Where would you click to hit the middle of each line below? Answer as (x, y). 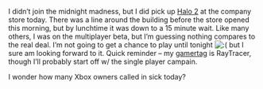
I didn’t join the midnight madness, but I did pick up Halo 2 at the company (130, 11)
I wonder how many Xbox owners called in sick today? (97, 77)
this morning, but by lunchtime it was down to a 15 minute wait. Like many (129, 28)
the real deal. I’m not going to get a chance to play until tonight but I (126, 45)
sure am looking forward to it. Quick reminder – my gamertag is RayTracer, (130, 53)
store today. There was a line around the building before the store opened (129, 20)
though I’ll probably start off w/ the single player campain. (103, 61)
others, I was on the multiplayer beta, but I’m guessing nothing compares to (132, 36)
